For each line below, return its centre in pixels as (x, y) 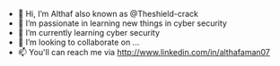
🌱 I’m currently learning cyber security (88, 33)
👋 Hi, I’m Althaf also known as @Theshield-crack (108, 14)
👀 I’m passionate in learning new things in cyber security (122, 23)
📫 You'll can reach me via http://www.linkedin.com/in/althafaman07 (144, 52)
